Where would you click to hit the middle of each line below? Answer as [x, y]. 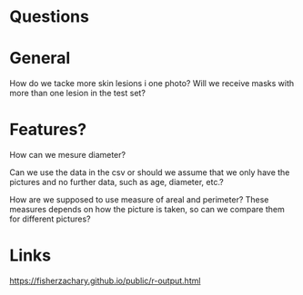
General [40, 59]
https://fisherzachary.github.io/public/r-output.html [105, 280]
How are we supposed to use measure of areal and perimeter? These [139, 200]
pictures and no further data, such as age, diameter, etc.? [117, 182]
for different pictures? [50, 219]
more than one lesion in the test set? [77, 93]
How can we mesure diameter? [67, 155]
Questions [49, 17]
